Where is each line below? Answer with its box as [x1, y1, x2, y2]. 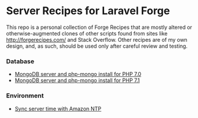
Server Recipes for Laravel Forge [6, 4, 170, 18]
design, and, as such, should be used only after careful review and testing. [6, 42, 188, 50]
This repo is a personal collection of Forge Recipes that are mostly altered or [6, 24, 193, 31]
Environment [6, 91, 44, 100]
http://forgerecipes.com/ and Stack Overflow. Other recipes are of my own [6, 36, 188, 43]
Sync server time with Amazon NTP [14, 105, 102, 112]
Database [6, 57, 34, 65]
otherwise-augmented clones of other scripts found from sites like [6, 29, 168, 37]
